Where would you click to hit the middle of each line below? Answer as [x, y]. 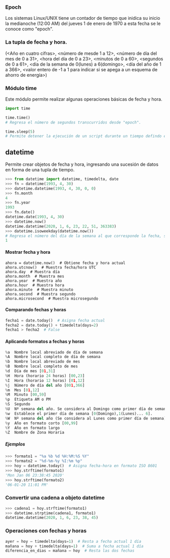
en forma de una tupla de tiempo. [40, 170]
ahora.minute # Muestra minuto [39, 289]
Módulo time [21, 88]
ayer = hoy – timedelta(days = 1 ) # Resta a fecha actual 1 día [73, 541]
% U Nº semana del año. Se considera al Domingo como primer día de [79, 409]
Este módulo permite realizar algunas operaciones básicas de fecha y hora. [84, 99]
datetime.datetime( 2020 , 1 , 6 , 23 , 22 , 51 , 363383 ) [61, 226]
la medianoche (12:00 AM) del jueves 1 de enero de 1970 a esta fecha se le [83, 23]
